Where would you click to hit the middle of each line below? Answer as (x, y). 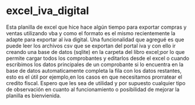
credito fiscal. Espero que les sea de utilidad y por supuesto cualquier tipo (96, 83)
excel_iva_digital (48, 11)
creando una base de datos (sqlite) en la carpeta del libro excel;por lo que (95, 52)
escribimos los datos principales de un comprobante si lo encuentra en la (95, 64)
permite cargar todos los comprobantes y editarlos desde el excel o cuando (98, 58)
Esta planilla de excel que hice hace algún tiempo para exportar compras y (96, 27)
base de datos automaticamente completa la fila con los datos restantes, (94, 70)
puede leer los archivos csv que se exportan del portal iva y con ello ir (91, 46)
